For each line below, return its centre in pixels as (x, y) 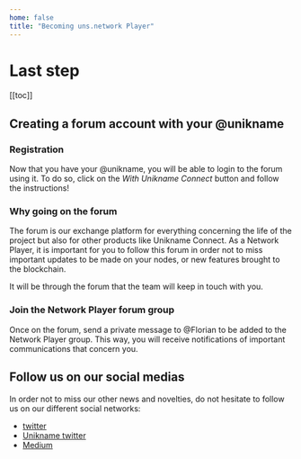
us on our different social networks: (75, 408)
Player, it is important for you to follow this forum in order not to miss (136, 250)
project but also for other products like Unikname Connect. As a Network (144, 240)
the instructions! (40, 188)
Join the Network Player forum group (92, 310)
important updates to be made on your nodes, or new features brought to (145, 260)
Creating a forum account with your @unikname (147, 124)
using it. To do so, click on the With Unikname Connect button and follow (145, 179)
